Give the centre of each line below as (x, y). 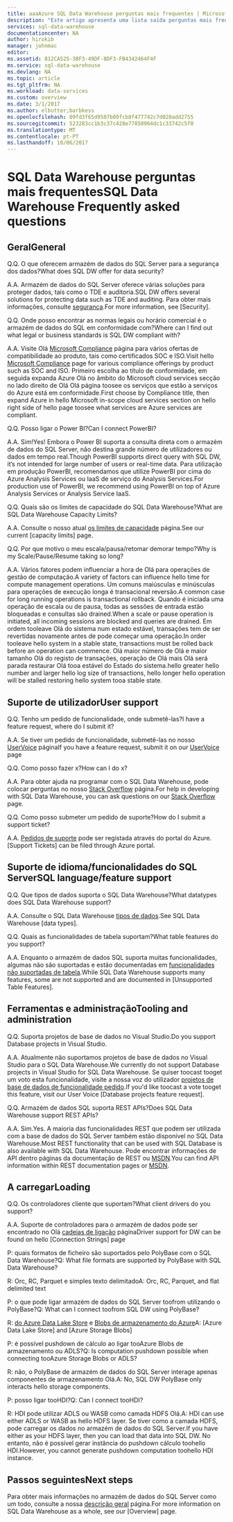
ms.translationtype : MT (42, 130)
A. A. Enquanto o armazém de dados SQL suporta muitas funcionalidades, (112, 957)
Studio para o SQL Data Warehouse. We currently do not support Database (113, 1065)
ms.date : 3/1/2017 (34, 104)
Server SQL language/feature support (89, 878)
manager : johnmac (32, 46)
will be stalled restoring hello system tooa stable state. (85, 680)
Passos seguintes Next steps (70, 1480)
